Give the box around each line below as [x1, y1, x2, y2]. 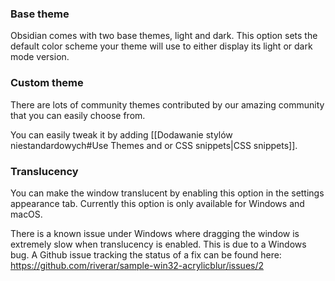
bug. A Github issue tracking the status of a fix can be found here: [10, 248, 282, 261]
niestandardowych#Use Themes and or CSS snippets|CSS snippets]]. [10, 139, 298, 151]
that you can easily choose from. [10, 109, 146, 121]
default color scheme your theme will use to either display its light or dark [10, 40, 313, 52]
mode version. [10, 51, 70, 63]
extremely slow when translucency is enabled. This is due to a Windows [10, 238, 307, 250]
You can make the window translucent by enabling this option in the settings [10, 187, 325, 199]
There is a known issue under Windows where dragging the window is [10, 227, 300, 239]
